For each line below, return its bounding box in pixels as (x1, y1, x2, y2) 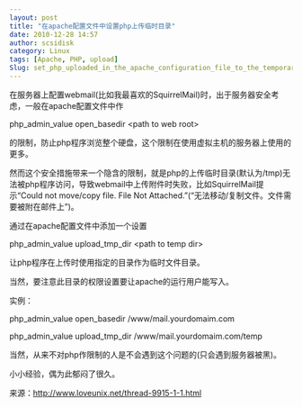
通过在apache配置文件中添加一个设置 (9, 220, 147, 231)
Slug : (9, 64, 30, 73)
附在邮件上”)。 (24, 201, 79, 212)
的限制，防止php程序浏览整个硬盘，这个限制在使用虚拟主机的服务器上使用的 (9, 137, 292, 148)
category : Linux (9, 47, 70, 56)
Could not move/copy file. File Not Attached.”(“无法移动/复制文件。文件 (21, 190, 284, 201)
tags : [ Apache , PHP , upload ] (9, 55, 119, 64)
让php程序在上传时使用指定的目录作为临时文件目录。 (9, 257, 205, 267)
